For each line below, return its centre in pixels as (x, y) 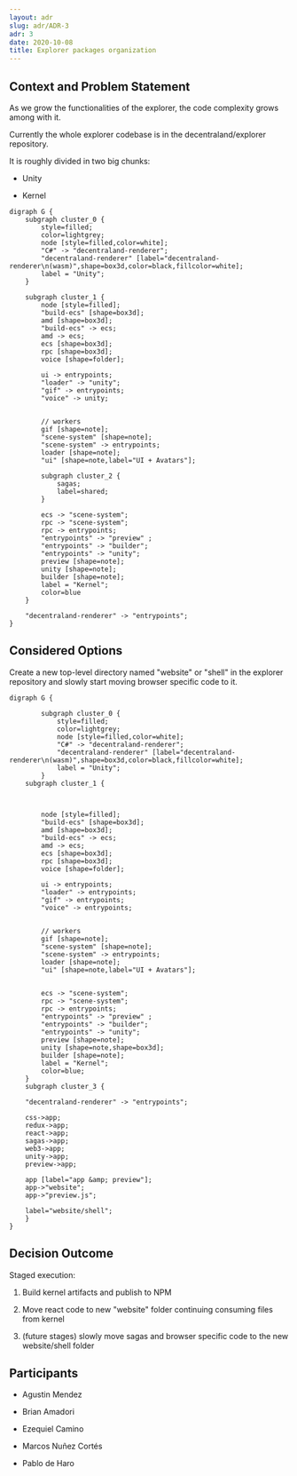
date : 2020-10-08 (41, 42)
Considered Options (66, 651)
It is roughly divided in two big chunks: (80, 161)
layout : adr (31, 17)
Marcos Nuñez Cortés (62, 1446)
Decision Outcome (61, 1254)
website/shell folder (58, 1345)
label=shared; (82, 491)
